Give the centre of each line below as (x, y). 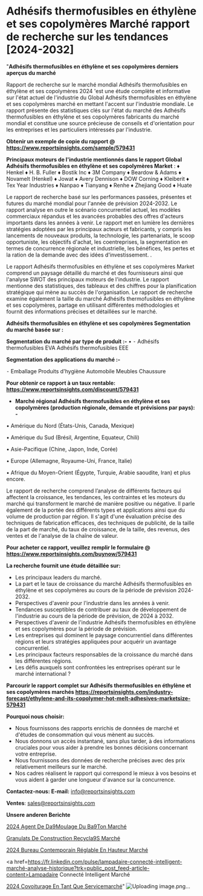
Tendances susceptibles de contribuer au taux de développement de (101, 609)
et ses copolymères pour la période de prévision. (76, 629)
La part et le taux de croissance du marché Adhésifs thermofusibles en (103, 584)
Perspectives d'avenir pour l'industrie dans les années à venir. (92, 603)
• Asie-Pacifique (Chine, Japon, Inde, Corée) (62, 449)
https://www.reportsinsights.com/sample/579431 (71, 148)
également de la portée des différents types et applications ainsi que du (96, 510)
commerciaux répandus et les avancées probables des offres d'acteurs (95, 216)
